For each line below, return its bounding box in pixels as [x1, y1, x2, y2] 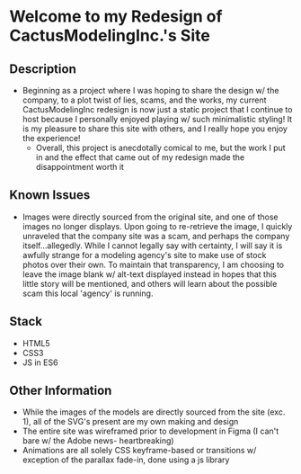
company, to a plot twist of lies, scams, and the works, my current [22, 94, 267, 105]
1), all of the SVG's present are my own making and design [22, 416, 239, 427]
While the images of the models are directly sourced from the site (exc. [22, 407, 286, 417]
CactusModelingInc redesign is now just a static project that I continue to [22, 104, 293, 114]
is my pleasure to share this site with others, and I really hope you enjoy [22, 123, 288, 134]
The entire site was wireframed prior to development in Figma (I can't [22, 425, 279, 437]
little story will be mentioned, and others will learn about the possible [22, 278, 278, 289]
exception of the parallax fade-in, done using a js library [22, 454, 230, 465]
